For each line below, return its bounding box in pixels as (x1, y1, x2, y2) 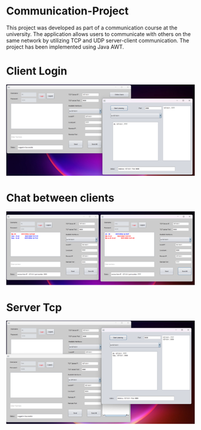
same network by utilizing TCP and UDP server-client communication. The (6, 37, 190, 44)
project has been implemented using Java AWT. (6, 43, 124, 50)
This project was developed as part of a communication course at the (6, 24, 178, 31)
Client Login (6, 64, 68, 78)
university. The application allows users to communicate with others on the (6, 30, 191, 37)
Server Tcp (6, 300, 62, 314)
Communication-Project (6, 4, 129, 18)
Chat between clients (6, 191, 115, 205)
